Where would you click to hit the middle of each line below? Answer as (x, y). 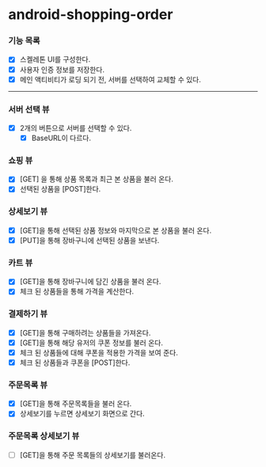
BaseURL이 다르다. (61, 138)
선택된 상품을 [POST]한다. (60, 189)
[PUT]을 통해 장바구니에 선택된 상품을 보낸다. (89, 240)
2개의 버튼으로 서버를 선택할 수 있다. (76, 127)
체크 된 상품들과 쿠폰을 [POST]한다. (75, 363)
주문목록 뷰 (28, 385)
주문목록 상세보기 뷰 (44, 436)
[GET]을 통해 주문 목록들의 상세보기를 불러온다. (93, 455)
